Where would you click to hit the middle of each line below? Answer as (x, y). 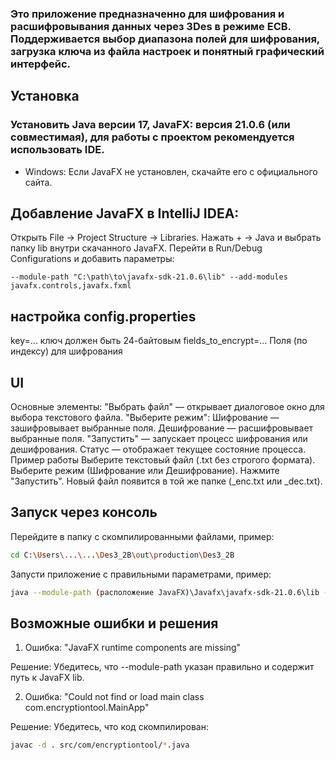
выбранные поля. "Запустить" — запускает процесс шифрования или (159, 439)
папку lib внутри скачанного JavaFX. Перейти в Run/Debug (136, 248)
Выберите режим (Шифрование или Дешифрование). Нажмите (145, 471)
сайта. (38, 182)
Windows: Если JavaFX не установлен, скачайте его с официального (171, 171)
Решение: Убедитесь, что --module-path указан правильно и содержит (162, 667)
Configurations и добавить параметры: (92, 259)
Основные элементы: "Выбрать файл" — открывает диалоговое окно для (167, 407)
